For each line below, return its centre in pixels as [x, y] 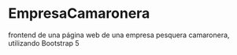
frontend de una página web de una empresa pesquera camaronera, [119, 35]
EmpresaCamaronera [79, 14]
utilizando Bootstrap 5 [44, 43]
